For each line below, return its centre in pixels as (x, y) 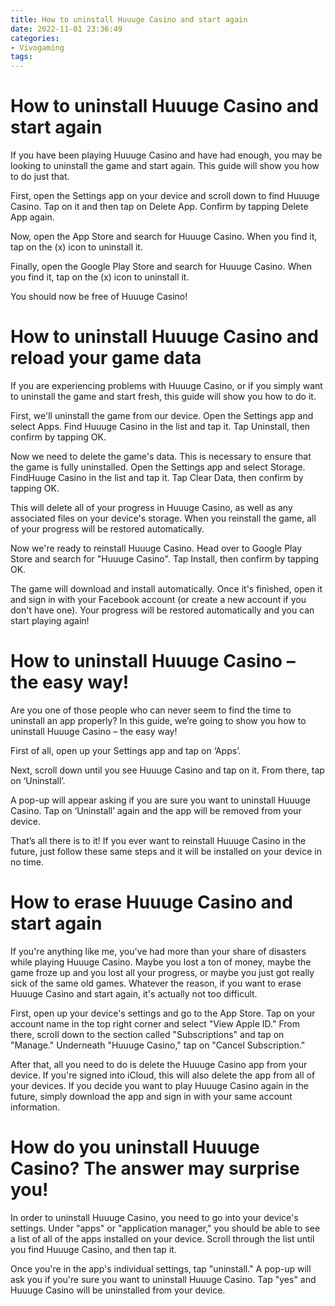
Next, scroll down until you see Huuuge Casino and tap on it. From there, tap (167, 770)
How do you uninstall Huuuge (135, 1147)
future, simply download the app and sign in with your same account (151, 1096)
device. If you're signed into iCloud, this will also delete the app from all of (163, 1075)
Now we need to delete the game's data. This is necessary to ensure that (161, 456)
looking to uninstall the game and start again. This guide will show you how (165, 166)
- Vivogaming (37, 47)
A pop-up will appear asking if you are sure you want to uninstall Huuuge (160, 800)
